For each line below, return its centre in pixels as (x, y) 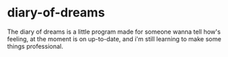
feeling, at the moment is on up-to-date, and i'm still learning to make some (114, 38)
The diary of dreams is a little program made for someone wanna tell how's (114, 32)
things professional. (35, 46)
